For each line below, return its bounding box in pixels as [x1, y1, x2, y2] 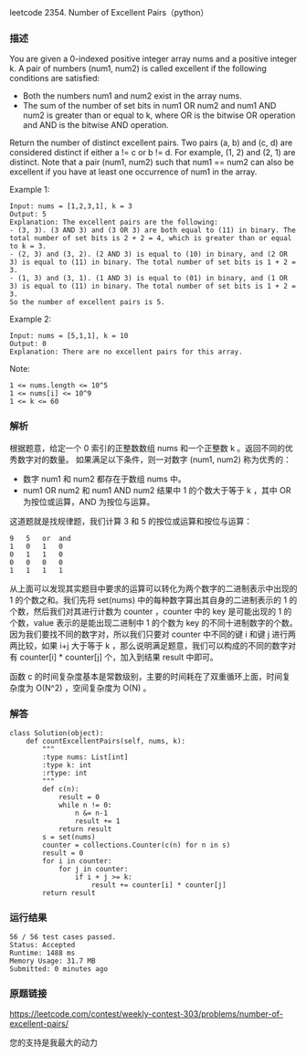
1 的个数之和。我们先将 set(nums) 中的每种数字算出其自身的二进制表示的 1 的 [9, 594, 298, 605]
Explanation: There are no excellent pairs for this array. [9, 347, 244, 357]
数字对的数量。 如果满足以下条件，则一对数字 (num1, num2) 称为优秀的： [16, 454, 292, 465]
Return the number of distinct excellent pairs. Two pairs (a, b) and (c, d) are [9, 137, 293, 148]
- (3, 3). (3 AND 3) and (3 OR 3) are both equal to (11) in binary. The [9, 226, 297, 235]
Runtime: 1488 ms [9, 948, 76, 958]
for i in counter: [42, 856, 112, 865]
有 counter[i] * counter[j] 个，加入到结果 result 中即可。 [9, 651, 218, 662]
